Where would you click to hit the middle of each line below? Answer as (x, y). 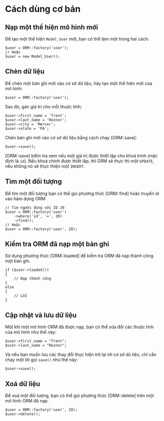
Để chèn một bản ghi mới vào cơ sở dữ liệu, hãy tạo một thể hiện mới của (79, 83)
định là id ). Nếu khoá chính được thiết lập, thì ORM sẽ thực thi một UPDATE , (80, 161)
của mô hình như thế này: (31, 332)
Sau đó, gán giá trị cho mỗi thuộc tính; (44, 106)
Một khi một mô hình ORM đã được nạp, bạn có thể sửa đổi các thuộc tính (80, 327)
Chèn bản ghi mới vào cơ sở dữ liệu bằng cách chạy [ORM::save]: (71, 137)
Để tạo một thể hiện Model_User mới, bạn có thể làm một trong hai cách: (77, 39)
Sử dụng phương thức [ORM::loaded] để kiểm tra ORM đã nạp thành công (79, 256)
